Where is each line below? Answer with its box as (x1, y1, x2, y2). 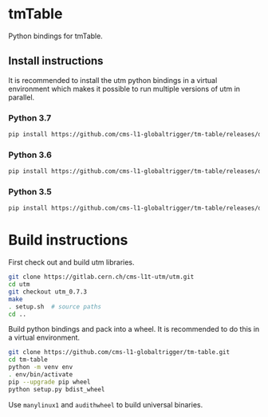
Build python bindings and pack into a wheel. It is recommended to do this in (8, 325, 260, 334)
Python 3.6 (8, 149, 52, 160)
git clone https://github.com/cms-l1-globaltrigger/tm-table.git (8, 348, 230, 356)
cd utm (8, 281, 30, 289)
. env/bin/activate (8, 371, 73, 379)
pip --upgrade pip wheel (8, 378, 91, 386)
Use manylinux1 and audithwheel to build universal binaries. (8, 399, 203, 409)
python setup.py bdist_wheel (8, 385, 105, 393)
